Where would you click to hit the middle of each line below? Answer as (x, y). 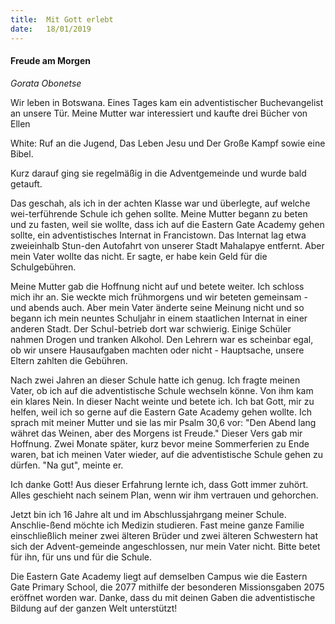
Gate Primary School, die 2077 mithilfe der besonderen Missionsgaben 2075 (167, 587)
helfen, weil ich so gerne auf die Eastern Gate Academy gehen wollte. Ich (161, 412)
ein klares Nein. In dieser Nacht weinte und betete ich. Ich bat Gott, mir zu (162, 401)
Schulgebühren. (43, 267)
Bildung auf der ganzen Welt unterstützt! (94, 608)
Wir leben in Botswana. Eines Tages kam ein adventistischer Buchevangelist (167, 102)
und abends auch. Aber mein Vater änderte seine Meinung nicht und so (157, 307)
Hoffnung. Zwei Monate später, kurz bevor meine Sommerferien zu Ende (160, 443)
